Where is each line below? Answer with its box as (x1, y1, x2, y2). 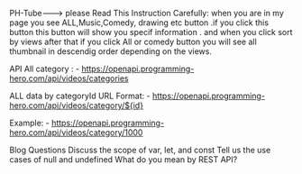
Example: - (9, 117, 50, 128)
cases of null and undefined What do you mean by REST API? (9, 154, 238, 165)
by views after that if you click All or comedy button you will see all (9, 36, 257, 47)
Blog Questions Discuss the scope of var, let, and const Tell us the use (9, 144, 271, 155)
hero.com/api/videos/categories (9, 73, 129, 84)
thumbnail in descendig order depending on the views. (9, 46, 212, 57)
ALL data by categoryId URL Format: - (9, 90, 151, 101)
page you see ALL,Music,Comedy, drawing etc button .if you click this (9, 17, 269, 28)
